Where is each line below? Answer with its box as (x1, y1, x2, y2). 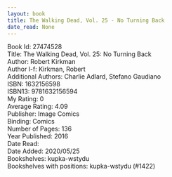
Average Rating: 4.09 (7, 103, 68, 111)
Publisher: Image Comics (7, 110, 79, 118)
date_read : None (7, 23, 55, 30)
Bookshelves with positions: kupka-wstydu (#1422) (7, 162, 156, 171)
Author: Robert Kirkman (7, 58, 76, 66)
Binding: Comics (7, 117, 55, 126)
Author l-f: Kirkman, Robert (7, 65, 86, 74)
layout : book (7, 10, 46, 18)
